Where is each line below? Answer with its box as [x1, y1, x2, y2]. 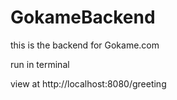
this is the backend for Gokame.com [10, 39, 160, 51]
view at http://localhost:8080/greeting [10, 77, 167, 90]
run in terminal [10, 58, 70, 70]
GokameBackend [10, 6, 156, 29]
